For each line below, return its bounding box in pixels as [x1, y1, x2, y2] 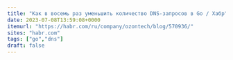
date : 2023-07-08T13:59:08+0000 [7, 17, 101, 23]
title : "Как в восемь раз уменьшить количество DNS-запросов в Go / [7, 10, 209, 17]
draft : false [7, 42, 45, 49]
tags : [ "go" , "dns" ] [7, 36, 64, 43]
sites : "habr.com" [7, 29, 60, 37]
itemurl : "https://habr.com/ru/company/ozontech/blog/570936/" [7, 23, 194, 30]
